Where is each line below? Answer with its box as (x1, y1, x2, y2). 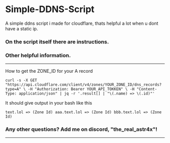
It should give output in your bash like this (5, 100, 93, 106)
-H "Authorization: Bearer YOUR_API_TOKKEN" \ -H (27, 87, 135, 92)
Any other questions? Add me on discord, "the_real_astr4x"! (5, 126, 158, 133)
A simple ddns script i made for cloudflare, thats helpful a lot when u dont (5, 20, 158, 26)
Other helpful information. (5, 52, 71, 59)
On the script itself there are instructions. (5, 38, 109, 45)
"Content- (136, 87, 157, 92)
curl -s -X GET (5, 78, 37, 83)
